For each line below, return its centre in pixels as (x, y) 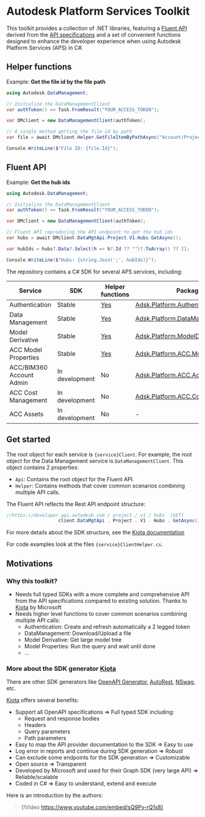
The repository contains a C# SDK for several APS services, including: (95, 272)
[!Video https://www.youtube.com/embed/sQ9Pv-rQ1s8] (92, 807)
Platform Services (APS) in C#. (45, 48)
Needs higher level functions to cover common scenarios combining (101, 613)
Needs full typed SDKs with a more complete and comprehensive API (102, 594)
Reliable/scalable (37, 777)
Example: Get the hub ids (38, 182)
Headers (35, 725)
